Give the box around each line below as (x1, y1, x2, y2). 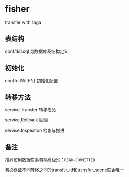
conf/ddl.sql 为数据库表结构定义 (5, 48, 69, 54)
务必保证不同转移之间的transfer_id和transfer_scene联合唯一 (5, 167, 125, 173)
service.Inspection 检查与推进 (5, 127, 64, 133)
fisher (5, 3, 30, 15)
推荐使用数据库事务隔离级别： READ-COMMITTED (5, 157, 96, 162)
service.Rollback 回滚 (5, 117, 48, 123)
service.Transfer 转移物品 (5, 107, 56, 113)
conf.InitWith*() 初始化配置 (5, 77, 58, 83)
